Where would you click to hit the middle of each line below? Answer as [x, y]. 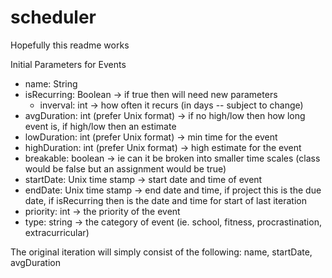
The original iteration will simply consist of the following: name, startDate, [161, 252]
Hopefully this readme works [70, 45]
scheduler [53, 17]
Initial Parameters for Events [68, 64]
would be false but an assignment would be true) [125, 168]
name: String [51, 83]
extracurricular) [57, 232]
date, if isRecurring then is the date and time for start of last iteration [165, 200]
